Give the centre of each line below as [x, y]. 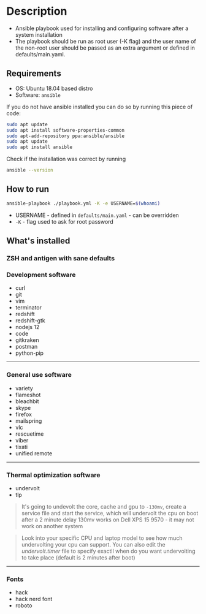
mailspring [29, 420]
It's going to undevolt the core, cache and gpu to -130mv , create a [104, 506]
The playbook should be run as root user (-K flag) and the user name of [105, 41]
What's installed [38, 241]
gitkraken [27, 340]
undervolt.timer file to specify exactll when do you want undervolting [108, 551]
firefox [24, 414]
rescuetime [29, 434]
